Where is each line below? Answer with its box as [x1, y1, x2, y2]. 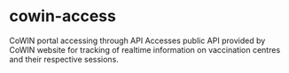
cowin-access [9, 6, 117, 26]
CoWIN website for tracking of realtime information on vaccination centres [9, 44, 281, 55]
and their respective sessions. [9, 54, 120, 64]
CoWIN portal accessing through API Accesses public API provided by [9, 35, 266, 46]
